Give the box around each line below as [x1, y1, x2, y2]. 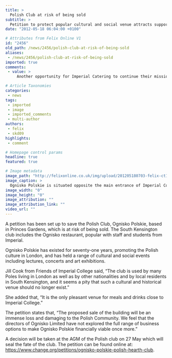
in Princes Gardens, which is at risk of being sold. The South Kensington [5, 226, 158, 232]
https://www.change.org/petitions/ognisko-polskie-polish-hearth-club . [5, 347, 155, 353]
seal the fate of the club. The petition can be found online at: [5, 341, 133, 347]
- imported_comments [7, 112, 52, 117]
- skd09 [7, 131, 24, 136]
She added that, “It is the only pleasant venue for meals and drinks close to [5, 294, 164, 300]
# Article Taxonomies [5, 83, 52, 89]
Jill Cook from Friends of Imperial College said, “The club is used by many [5, 268, 162, 274]
